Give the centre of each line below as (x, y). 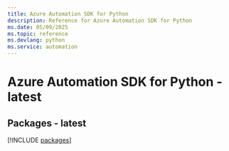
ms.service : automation (43, 47)
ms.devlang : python (36, 40)
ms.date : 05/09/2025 (38, 27)
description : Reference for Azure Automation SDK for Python (100, 21)
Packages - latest (47, 123)
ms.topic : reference (38, 34)
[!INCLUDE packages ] (39, 140)
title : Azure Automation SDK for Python (68, 14)
